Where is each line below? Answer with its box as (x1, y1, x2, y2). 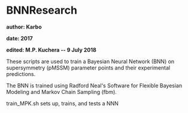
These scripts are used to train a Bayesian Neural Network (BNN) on (6, 58, 175, 65)
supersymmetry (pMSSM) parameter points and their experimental (6, 64, 171, 71)
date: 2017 (6, 34, 33, 42)
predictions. (6, 70, 36, 77)
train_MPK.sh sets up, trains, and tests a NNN (6, 99, 119, 107)
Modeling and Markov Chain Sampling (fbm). (6, 88, 117, 95)
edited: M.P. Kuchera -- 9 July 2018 (6, 46, 97, 54)
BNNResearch (6, 4, 78, 17)
